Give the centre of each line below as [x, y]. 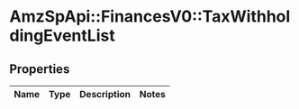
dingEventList [62, 36]
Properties [40, 69]
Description [105, 94]
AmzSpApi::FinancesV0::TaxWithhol [150, 17]
